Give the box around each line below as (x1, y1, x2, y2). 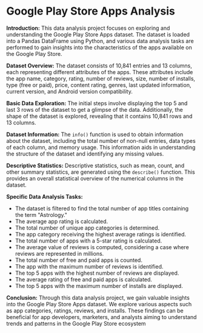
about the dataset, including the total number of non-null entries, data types (6, 137, 196, 144)
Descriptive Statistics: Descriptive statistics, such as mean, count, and (6, 162, 185, 169)
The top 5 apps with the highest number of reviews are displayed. (15, 269, 179, 276)
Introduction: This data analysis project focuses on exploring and (6, 24, 170, 32)
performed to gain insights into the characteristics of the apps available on (6, 44, 192, 51)
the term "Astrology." (15, 211, 68, 218)
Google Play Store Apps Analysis (6, 4, 176, 18)
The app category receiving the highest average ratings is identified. (15, 230, 187, 238)
